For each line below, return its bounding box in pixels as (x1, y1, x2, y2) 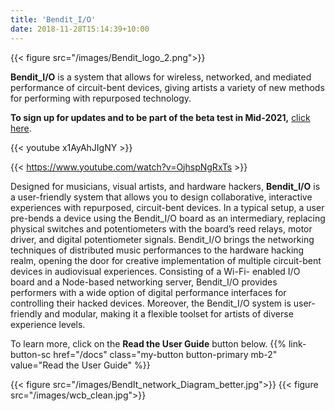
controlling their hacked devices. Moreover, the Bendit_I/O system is (10, 297, 292, 309)
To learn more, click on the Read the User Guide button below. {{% (10, 337, 287, 350)
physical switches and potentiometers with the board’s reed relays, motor (10, 222, 313, 235)
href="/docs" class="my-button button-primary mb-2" (53, 348, 278, 360)
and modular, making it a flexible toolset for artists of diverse (44, 307, 294, 320)
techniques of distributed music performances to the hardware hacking (10, 244, 305, 256)
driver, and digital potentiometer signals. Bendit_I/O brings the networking (10, 233, 315, 245)
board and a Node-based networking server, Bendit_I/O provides (10, 276, 278, 288)
